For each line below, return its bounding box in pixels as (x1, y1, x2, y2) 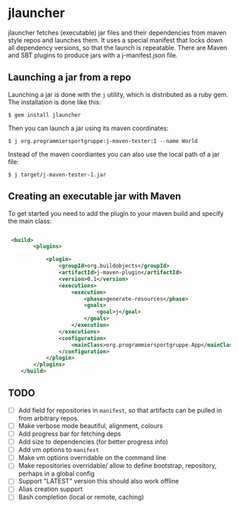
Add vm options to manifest (18, 446, 100, 454)
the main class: (8, 217, 52, 225)
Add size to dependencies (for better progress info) (18, 437, 169, 446)
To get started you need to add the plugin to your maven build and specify (8, 209, 224, 217)
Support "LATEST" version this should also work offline (18, 477, 179, 485)
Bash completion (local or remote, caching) (18, 493, 144, 502)
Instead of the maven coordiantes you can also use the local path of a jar (8, 150, 220, 158)
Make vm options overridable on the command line (18, 454, 167, 462)
